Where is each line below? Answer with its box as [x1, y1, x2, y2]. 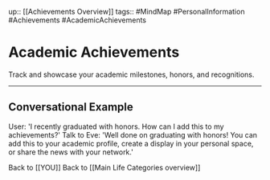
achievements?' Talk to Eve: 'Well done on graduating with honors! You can [8, 130, 258, 139]
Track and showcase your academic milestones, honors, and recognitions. [8, 70, 255, 79]
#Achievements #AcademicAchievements [8, 15, 147, 25]
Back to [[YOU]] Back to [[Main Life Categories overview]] [8, 162, 201, 172]
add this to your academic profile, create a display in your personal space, [8, 138, 254, 148]
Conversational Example [8, 100, 134, 114]
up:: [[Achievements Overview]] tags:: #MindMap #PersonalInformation [8, 7, 245, 16]
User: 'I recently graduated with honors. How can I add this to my [8, 122, 224, 131]
